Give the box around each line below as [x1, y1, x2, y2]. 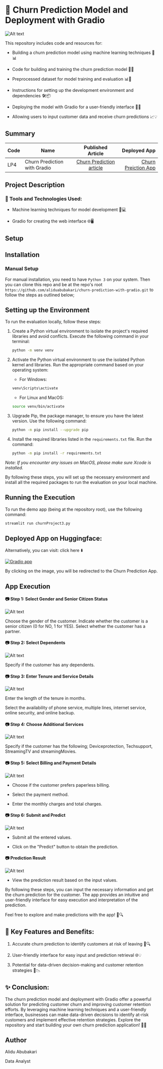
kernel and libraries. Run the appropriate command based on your [12, 362, 144, 368]
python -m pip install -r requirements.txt [12, 450, 102, 456]
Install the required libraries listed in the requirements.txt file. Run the [12, 436, 152, 442]
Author [5, 1036, 27, 1044]
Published [83, 144, 108, 151]
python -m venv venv [12, 348, 54, 353]
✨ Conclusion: [5, 983, 49, 992]
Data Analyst [5, 1058, 31, 1064]
